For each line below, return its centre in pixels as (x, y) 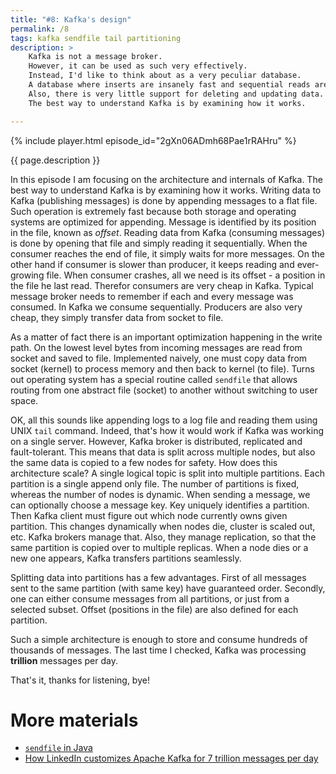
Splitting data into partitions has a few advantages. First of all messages (158, 577)
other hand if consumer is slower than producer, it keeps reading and (152, 264)
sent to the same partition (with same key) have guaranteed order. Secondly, (168, 588)
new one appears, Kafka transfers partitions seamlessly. (126, 558)
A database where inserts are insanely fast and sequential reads (169, 85)
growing (27, 275)
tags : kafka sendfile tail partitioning (96, 38)
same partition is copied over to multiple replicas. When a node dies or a (159, 547)
